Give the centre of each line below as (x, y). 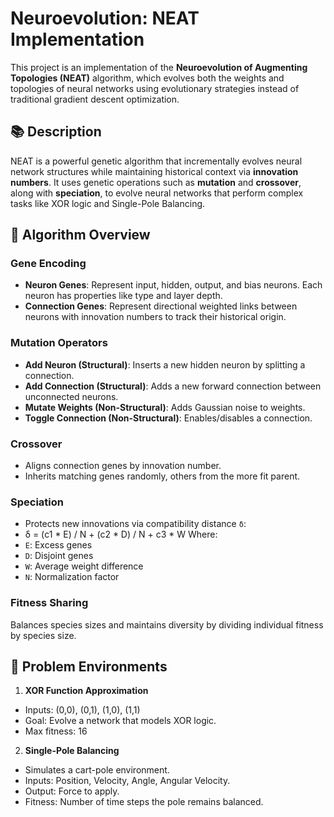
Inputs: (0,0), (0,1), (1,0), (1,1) (82, 710)
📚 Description (56, 132)
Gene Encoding (48, 264)
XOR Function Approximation (86, 691)
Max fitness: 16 (56, 731)
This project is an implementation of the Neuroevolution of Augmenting (159, 67)
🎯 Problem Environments (89, 667)
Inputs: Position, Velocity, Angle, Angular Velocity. (127, 781)
